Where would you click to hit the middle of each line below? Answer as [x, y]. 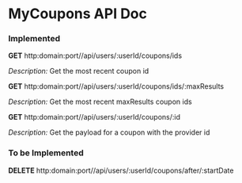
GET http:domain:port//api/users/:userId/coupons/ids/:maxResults [116, 86]
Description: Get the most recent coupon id [79, 71]
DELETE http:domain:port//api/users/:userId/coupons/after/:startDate [121, 170]
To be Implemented [46, 153]
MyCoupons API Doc [78, 14]
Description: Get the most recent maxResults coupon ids [100, 102]
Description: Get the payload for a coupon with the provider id [109, 132]
